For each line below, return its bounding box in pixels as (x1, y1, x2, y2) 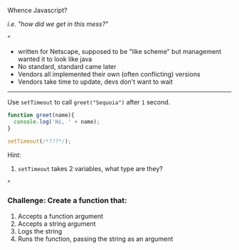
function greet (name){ (7, 112, 75, 119)
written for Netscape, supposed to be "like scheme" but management (17, 48, 222, 55)
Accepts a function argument (17, 212, 104, 220)
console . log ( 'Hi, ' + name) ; (14, 118, 100, 125)
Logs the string (17, 227, 63, 235)
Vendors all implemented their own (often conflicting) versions (17, 70, 201, 78)
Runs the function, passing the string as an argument (17, 234, 174, 243)
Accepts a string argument (17, 219, 96, 228)
